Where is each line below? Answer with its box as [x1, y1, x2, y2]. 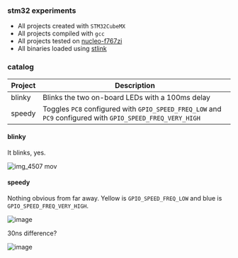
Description [114, 80, 156, 90]
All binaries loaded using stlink [17, 45, 108, 53]
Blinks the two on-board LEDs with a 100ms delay [42, 92, 211, 102]
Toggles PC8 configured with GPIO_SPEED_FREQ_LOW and [42, 103, 222, 113]
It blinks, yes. [7, 148, 46, 157]
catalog [7, 62, 34, 72]
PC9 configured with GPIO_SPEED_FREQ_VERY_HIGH [42, 113, 200, 123]
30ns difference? [7, 229, 57, 237]
